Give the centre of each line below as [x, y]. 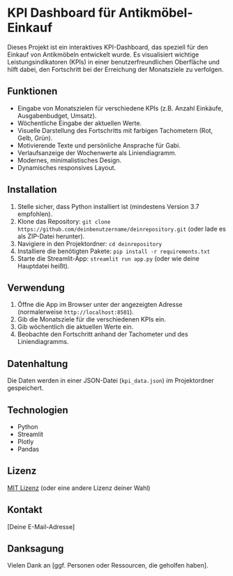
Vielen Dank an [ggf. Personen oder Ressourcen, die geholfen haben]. [108, 566]
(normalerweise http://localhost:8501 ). [75, 312]
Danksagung [36, 549]
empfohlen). [35, 214]
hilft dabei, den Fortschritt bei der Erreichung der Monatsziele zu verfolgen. [115, 69]
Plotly [25, 441]
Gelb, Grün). [35, 138]
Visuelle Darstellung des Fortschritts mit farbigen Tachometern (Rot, [115, 130]
